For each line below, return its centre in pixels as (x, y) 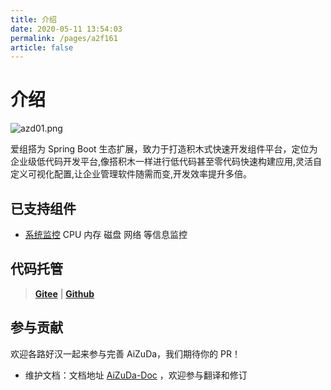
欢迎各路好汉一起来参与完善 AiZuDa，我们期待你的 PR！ (125, 353)
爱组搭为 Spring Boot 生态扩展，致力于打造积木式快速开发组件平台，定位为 (164, 149)
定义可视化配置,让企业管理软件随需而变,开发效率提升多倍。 (131, 174)
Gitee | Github (64, 293)
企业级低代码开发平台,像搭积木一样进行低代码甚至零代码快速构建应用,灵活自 (166, 162)
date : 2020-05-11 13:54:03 (66, 29)
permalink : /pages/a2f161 (64, 38)
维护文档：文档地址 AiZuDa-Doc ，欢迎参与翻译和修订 (136, 375)
